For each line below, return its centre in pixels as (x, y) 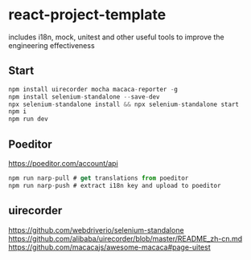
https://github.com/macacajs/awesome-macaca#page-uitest (109, 247)
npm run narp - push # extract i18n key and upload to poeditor (115, 185)
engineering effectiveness (51, 45)
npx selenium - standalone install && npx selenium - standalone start (124, 104)
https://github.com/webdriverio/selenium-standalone (96, 230)
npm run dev (28, 119)
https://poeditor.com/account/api (63, 163)
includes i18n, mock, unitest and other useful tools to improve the (116, 37)
